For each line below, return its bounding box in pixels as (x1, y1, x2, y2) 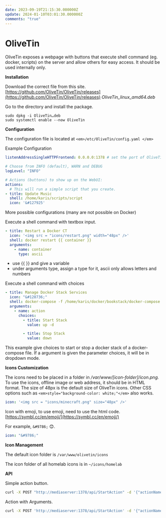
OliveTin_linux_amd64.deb (101, 94, 156, 100)
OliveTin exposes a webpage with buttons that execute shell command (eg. (5, 54, 158, 60)
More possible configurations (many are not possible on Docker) (5, 210, 137, 216)
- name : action (14, 308, 45, 313)
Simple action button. (5, 480, 48, 486)
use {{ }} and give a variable (12, 260, 70, 266)
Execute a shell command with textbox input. (5, 219, 96, 225)
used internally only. (5, 65, 46, 71)
